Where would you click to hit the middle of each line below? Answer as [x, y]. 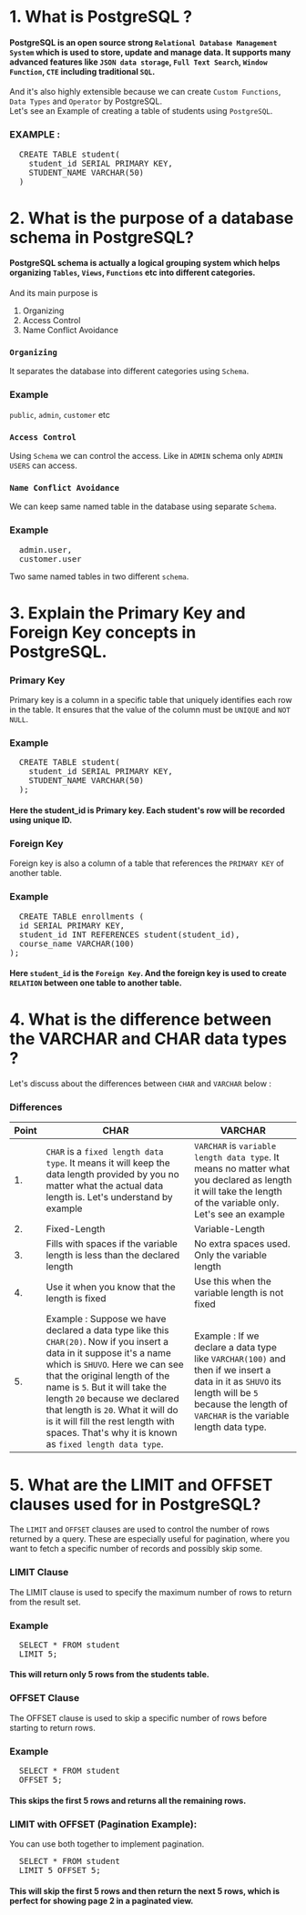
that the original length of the [108, 1376]
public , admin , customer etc [60, 414]
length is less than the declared [113, 1256]
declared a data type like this [107, 1330]
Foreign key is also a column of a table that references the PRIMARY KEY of [147, 863]
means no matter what [242, 1169]
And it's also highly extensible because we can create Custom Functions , [145, 92]
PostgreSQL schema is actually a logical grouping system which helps [145, 263]
